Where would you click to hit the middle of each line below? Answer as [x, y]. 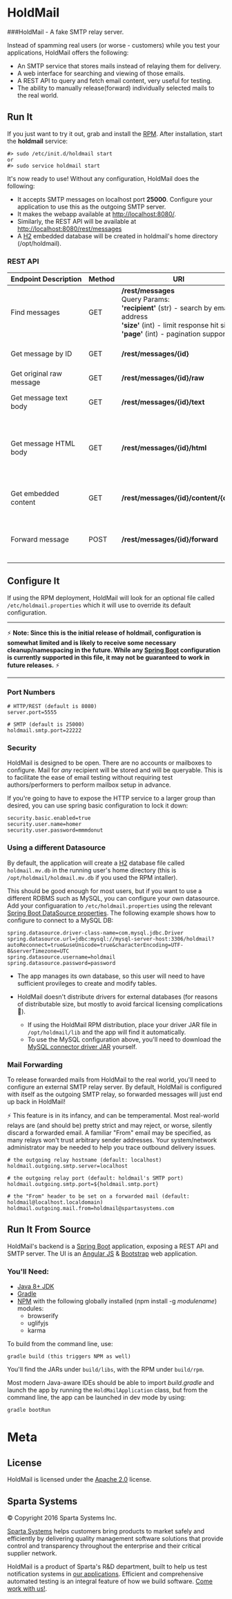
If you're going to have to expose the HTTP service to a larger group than [112, 798]
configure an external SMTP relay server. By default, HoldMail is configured [115, 1087]
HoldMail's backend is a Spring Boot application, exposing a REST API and [113, 1246]
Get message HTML [43, 443]
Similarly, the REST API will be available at [77, 221]
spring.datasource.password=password [61, 963]
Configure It [33, 581]
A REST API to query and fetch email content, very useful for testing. [115, 80]
